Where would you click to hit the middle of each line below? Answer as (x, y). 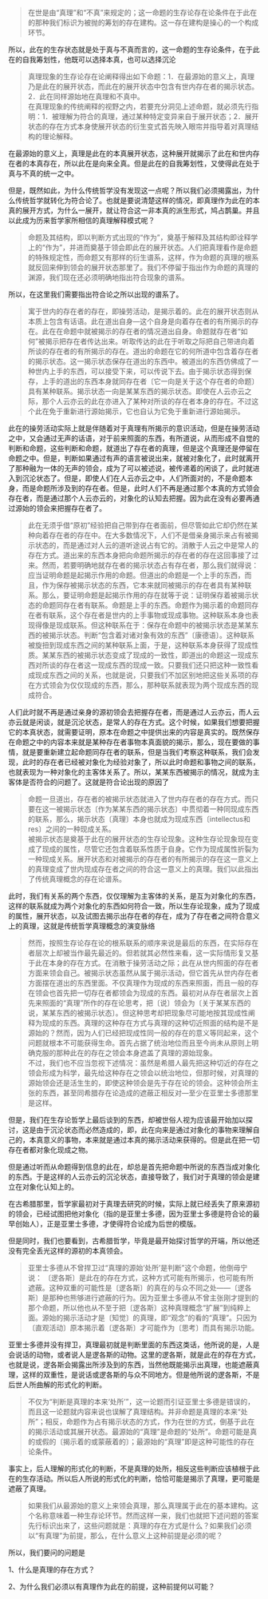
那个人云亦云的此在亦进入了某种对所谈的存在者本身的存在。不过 (147, 401)
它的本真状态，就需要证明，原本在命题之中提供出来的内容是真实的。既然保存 (134, 732)
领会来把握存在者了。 (71, 508)
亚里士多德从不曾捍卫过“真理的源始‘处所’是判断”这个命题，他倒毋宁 (138, 1268)
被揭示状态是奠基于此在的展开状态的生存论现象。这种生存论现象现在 (140, 839)
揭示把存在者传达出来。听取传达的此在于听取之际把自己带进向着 (150, 341)
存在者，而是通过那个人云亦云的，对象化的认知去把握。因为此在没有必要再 (130, 498)
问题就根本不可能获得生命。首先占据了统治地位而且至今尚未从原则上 (140, 1043)
